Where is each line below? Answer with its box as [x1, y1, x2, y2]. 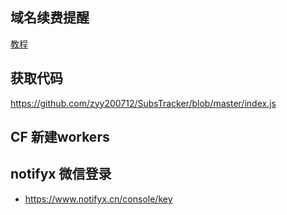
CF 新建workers [10, 129, 110, 146]
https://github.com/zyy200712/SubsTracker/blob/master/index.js [10, 97, 277, 109]
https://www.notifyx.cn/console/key [24, 193, 173, 205]
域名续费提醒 [10, 9, 90, 27]
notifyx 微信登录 [10, 166, 112, 183]
